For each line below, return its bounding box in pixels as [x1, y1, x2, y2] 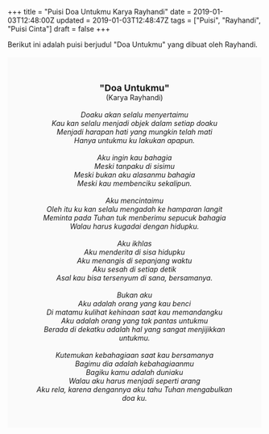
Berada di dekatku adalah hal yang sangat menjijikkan [43, 325, 226, 334]
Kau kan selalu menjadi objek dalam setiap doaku [51, 119, 218, 128]
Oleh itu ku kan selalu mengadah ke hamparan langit [46, 204, 223, 213]
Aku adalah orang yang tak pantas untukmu [60, 316, 209, 326]
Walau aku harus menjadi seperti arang [68, 376, 201, 386]
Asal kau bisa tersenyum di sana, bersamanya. [56, 273, 213, 282]
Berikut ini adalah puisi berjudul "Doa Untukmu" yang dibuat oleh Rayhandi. [7, 40, 259, 49]
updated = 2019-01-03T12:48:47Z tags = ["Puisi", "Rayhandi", [56, 15, 261, 25]
